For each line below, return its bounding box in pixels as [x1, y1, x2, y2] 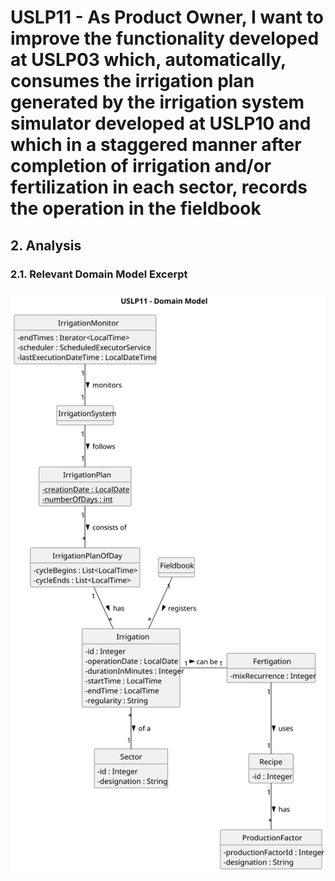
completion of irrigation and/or [10, 155, 272, 178]
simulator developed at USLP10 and [10, 112, 312, 135]
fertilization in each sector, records [10, 176, 308, 199]
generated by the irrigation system [10, 91, 305, 114]
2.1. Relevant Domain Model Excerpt [10, 267, 188, 281]
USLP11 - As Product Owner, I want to [10, 6, 324, 29]
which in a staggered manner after [10, 134, 302, 156]
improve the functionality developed [10, 27, 320, 50]
